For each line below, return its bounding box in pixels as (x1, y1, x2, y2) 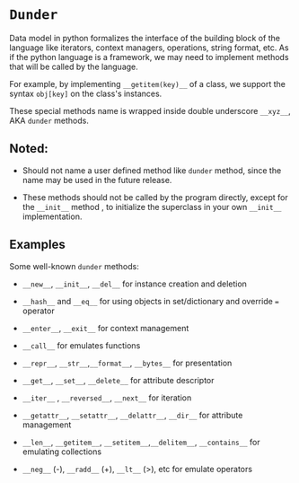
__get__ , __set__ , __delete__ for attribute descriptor (22, 374, 215, 385)
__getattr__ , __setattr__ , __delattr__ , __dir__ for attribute (22, 409, 243, 420)
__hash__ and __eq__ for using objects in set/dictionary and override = (22, 295, 280, 306)
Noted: (9, 141, 49, 156)
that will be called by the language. (9, 61, 139, 72)
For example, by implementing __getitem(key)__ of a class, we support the (9, 78, 286, 89)
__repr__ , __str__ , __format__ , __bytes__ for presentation (22, 357, 233, 368)
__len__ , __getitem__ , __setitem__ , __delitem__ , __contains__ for (22, 436, 260, 447)
